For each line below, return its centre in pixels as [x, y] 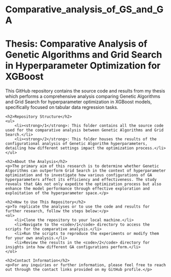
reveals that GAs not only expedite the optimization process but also [83, 184]
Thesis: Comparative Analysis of [76, 44]
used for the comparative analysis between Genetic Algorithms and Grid [84, 130]
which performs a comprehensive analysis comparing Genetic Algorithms [83, 97]
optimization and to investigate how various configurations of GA [79, 175]
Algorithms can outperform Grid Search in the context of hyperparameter [86, 171]
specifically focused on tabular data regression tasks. [62, 107]
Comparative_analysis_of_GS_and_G [84, 10]
